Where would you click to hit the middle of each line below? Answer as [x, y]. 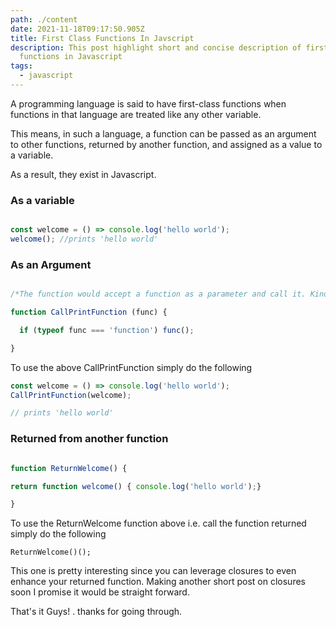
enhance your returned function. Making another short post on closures [158, 582]
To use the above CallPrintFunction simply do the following [131, 367]
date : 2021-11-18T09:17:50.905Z [77, 29]
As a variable [42, 200]
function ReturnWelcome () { [69, 468]
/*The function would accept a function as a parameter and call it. [158, 294]
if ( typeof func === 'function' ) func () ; [107, 330]
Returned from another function [89, 439]
